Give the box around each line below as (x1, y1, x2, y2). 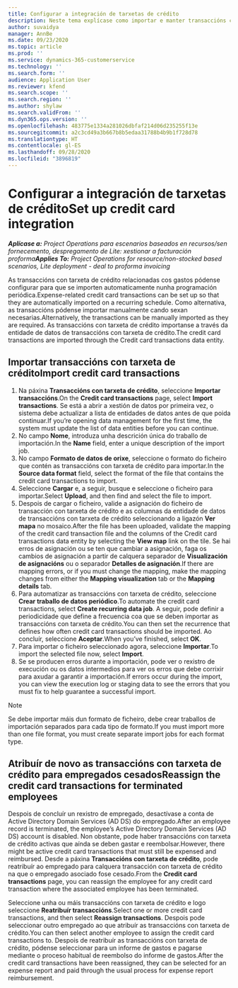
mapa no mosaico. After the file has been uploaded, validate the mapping (18, 521, 231, 530)
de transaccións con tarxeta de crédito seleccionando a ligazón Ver (18, 514, 216, 523)
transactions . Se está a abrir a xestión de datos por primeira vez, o (18, 401, 214, 409)
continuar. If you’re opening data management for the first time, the (18, 416, 213, 425)
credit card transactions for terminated (8, 780, 183, 792)
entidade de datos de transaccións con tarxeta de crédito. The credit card (8, 328, 221, 336)
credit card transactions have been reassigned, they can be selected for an (8, 959, 227, 967)
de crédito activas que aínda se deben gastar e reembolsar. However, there (8, 840, 225, 848)
